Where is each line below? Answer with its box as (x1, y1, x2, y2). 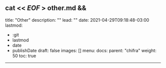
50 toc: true (12, 53, 36, 59)
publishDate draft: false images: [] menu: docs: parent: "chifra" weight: (12, 47, 157, 53)
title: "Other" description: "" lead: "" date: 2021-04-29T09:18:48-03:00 (5, 17, 150, 23)
